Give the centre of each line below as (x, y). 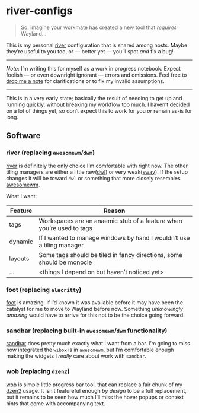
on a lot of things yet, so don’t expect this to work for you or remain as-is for (99, 110)
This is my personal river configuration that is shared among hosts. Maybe (97, 45)
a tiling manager (61, 245)
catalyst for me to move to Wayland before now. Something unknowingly (95, 309)
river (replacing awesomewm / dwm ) (51, 153)
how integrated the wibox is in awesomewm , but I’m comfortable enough (90, 350)
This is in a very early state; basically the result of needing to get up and (94, 98)
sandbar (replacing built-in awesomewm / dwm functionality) (87, 331)
